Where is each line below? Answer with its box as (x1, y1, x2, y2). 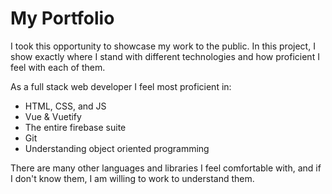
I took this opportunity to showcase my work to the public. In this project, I (10, 40, 316, 52)
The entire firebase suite (24, 121, 127, 133)
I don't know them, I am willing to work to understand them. (10, 172, 255, 184)
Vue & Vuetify (24, 110, 82, 122)
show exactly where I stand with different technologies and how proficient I (10, 50, 320, 62)
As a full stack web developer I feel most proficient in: (10, 80, 232, 92)
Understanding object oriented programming (24, 142, 210, 154)
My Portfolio (10, 7, 115, 30)
